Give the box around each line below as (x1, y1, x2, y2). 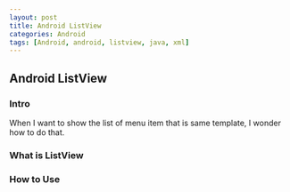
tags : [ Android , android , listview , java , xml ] (9, 37, 190, 47)
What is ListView (9, 148, 84, 161)
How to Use (9, 172, 61, 185)
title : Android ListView (9, 21, 102, 30)
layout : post (9, 12, 58, 22)
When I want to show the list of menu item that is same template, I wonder (9, 117, 281, 128)
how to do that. (9, 126, 65, 138)
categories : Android (9, 29, 87, 38)
